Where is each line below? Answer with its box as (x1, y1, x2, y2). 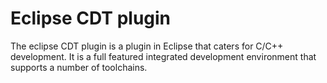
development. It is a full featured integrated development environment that (10, 50, 317, 62)
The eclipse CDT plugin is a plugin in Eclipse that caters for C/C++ (10, 40, 284, 52)
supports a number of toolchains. (10, 61, 148, 73)
